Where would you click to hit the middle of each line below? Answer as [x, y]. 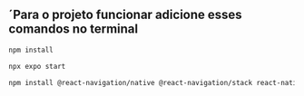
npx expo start [37, 66]
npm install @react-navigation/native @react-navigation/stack [131, 82]
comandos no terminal [73, 29]
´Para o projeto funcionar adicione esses [125, 15]
